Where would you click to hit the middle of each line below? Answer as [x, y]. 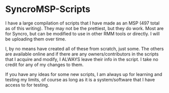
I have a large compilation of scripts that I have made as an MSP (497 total [82, 23]
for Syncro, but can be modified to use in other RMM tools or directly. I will [82, 33]
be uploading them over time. [36, 39]
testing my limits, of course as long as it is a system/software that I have [80, 79]
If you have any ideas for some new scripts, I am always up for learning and [84, 74]
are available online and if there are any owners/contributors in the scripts [82, 54]
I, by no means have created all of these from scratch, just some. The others [84, 48]
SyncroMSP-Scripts [48, 9]
